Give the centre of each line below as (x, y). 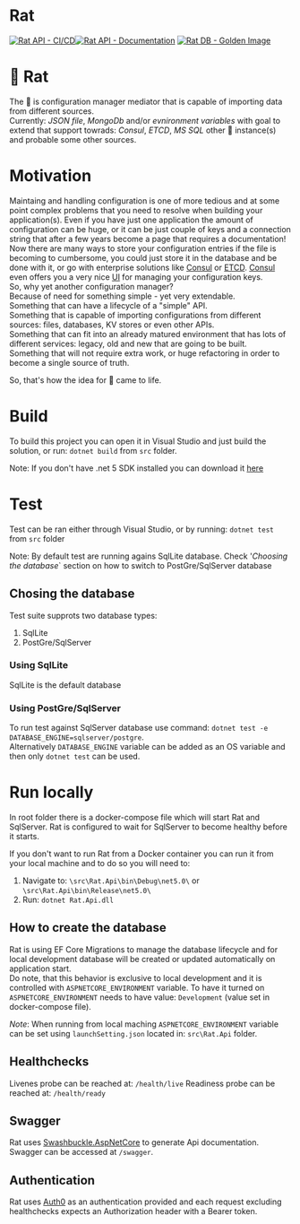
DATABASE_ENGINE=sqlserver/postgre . (77, 737)
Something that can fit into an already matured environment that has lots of (148, 334)
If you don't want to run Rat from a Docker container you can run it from (142, 854)
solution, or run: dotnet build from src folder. (93, 450)
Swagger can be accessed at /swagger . (81, 1152)
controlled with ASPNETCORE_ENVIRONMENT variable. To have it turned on (137, 987)
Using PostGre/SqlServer (65, 707)
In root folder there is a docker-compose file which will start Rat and (135, 818)
